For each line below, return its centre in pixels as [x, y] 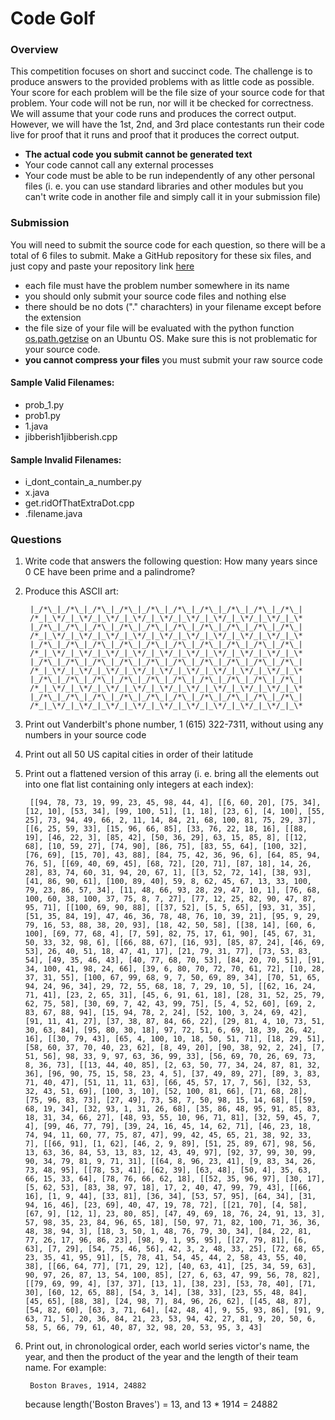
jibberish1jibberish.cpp [71, 436]
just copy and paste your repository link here [102, 266]
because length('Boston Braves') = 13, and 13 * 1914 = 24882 [151, 1404]
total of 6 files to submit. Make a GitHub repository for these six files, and [161, 255]
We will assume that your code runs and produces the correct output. [153, 114]
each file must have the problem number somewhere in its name [157, 285]
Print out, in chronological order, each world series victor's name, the [167, 1346]
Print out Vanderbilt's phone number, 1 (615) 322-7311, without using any [174, 724]
